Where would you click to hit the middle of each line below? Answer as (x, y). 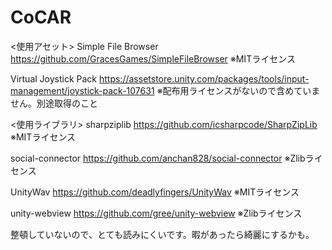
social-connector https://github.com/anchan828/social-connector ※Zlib (158, 158)
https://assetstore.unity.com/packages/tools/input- (204, 78)
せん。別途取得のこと (54, 103)
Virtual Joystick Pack (54, 78)
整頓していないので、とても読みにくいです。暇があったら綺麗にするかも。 (162, 234)
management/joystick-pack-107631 (82, 90)
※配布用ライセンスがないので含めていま (238, 90)
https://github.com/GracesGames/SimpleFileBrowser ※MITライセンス (153, 58)
